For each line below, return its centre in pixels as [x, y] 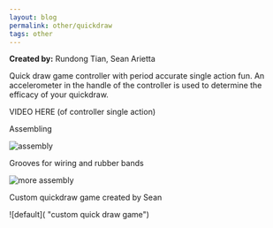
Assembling [31, 129]
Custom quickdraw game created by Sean [86, 198]
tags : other [31, 34]
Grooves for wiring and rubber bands [76, 163]
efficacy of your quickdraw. [59, 95]
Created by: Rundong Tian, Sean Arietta [83, 59]
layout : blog [33, 17]
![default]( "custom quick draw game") [80, 215]
